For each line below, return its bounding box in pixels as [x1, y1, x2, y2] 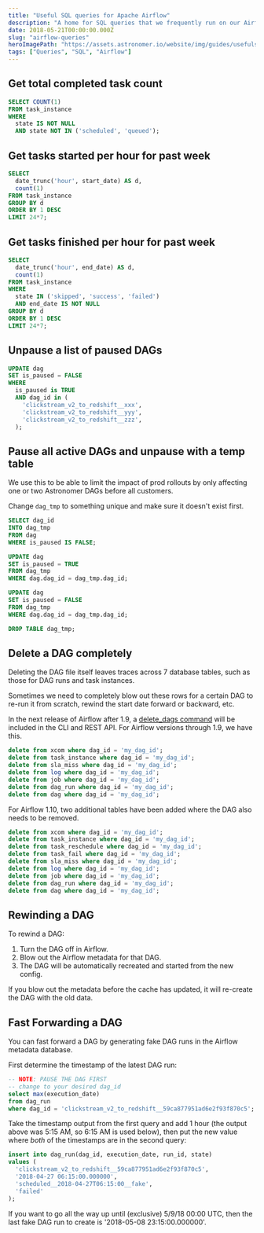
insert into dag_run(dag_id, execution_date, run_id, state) [8, 1150, 213, 1159]
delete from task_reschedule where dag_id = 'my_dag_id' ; [8, 842, 202, 851]
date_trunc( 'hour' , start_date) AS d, [15, 177, 143, 185]
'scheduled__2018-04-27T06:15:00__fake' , [15, 1180, 153, 1187]
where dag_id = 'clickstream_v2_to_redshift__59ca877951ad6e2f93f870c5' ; [8, 1105, 255, 1113]
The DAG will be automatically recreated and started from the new [19, 961, 234, 971]
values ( [8, 1158, 37, 1166]
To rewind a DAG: [8, 929, 64, 939]
